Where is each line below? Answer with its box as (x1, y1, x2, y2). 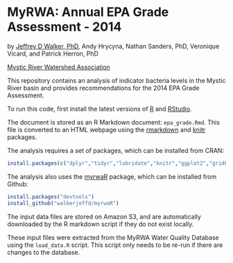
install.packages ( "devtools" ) (7, 193, 95, 200)
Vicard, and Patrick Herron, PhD (7, 49, 99, 58)
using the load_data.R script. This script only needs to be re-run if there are (7, 241, 223, 249)
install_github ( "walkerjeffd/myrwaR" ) (7, 200, 119, 207)
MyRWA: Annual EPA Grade (7, 4, 169, 20)
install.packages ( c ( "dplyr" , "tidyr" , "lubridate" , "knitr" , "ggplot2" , (7, 159, 209, 167)
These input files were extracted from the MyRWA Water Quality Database (7, 233, 220, 241)
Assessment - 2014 (7, 19, 122, 35)
